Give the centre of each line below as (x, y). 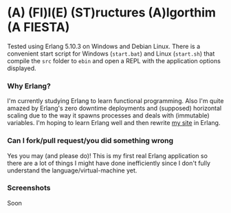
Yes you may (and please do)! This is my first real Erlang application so (108, 155)
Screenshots (29, 188)
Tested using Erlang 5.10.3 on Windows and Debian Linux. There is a (104, 46)
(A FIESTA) (38, 27)
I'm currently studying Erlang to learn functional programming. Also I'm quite (115, 101)
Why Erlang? (29, 86)
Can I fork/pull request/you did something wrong (90, 141)
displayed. (22, 68)
